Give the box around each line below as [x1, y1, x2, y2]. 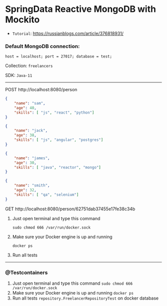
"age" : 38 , [14, 133, 37, 138]
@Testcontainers [5, 269, 48, 276]
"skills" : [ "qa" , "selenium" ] [14, 192, 79, 197]
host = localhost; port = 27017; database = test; [5, 54, 112, 59]
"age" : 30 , [14, 160, 37, 165]
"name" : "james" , [14, 155, 50, 161]
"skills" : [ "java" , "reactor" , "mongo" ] [14, 165, 101, 170]
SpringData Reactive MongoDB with [5, 3, 157, 15]
